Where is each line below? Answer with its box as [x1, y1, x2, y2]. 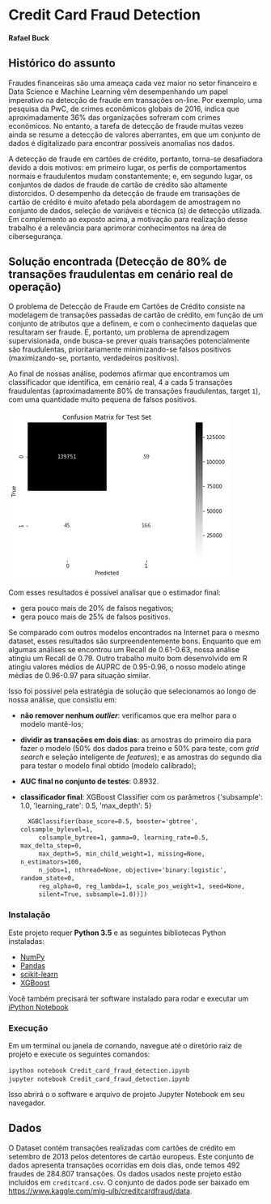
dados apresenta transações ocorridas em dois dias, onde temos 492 [8, 1160, 241, 1170]
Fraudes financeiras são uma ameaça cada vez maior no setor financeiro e [8, 78, 257, 88]
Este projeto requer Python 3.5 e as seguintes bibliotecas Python [8, 928, 227, 937]
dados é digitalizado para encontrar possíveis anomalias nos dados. [8, 138, 235, 147]
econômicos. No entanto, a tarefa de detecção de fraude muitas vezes [8, 121, 244, 130]
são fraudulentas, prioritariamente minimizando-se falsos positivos [8, 344, 231, 354]
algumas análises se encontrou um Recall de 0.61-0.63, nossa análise [8, 645, 240, 655]
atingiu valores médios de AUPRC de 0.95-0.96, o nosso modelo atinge [8, 662, 246, 672]
